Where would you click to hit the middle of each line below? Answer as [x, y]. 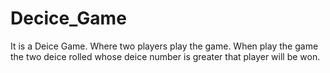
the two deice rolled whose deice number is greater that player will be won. [165, 56]
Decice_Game [68, 18]
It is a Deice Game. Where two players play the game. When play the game [164, 46]
